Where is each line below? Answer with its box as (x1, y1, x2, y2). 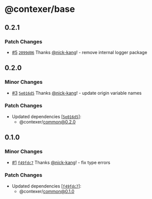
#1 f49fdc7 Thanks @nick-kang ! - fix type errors (11, 159, 110, 165)
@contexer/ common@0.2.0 (19, 119, 76, 125)
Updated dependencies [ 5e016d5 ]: (11, 113, 81, 120)
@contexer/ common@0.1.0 (19, 188, 75, 194)
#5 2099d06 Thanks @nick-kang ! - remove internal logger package (11, 49, 148, 55)
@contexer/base (4, 3, 75, 15)
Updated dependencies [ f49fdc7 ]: (11, 183, 81, 189)
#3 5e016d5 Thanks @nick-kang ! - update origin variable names (11, 90, 142, 96)
